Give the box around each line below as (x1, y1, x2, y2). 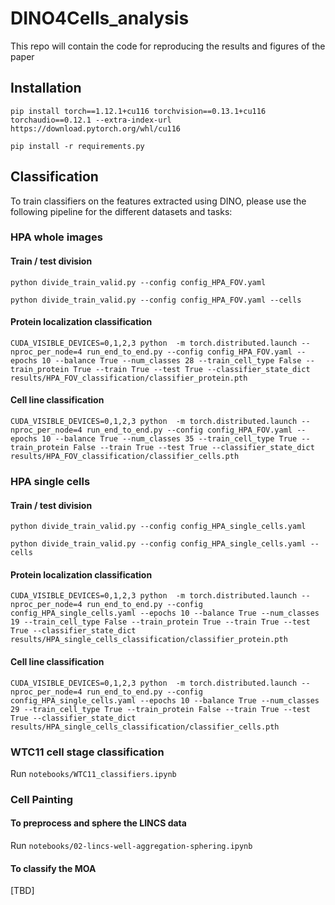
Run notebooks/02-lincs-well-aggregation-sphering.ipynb (10, 840, 253, 852)
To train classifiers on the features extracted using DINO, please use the (10, 195, 307, 207)
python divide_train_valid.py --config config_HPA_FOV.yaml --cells (10, 295, 302, 305)
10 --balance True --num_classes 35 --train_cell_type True (41, 434, 298, 444)
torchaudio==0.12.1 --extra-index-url (10, 115, 172, 125)
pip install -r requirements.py (10, 141, 145, 151)
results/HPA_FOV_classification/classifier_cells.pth (10, 452, 240, 462)
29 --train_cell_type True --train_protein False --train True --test (10, 704, 311, 714)
